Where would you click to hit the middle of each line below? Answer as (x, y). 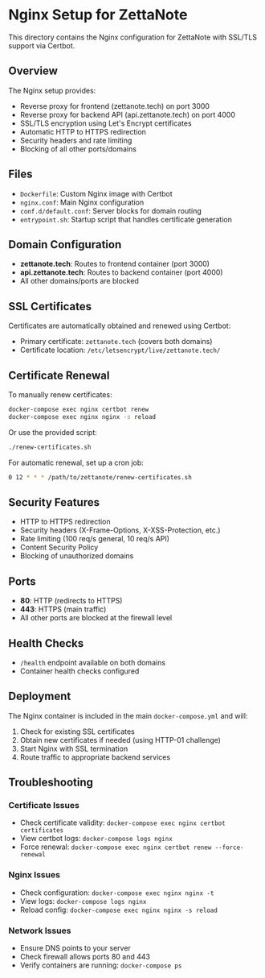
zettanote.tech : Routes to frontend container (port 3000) (115, 264)
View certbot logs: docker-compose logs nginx (96, 839)
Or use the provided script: (53, 432)
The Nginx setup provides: (52, 90)
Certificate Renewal (59, 375)
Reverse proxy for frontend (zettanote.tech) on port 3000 (115, 106)
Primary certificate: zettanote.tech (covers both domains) (116, 342)
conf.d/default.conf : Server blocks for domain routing (111, 210)
